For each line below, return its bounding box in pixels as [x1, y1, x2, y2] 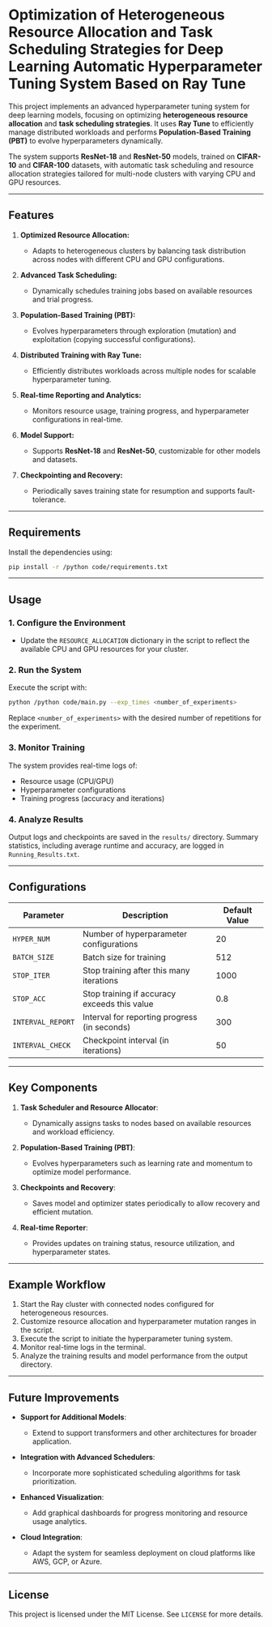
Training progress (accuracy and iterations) [19, 793, 165, 803]
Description [122, 910, 168, 921]
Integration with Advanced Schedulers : [19, 1453, 155, 1462]
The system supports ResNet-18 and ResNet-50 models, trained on [8, 152, 236, 161]
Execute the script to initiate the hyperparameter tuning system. [19, 1334, 233, 1343]
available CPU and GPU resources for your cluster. [19, 644, 189, 654]
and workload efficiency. [32, 1127, 115, 1137]
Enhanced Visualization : [19, 1492, 104, 1502]
